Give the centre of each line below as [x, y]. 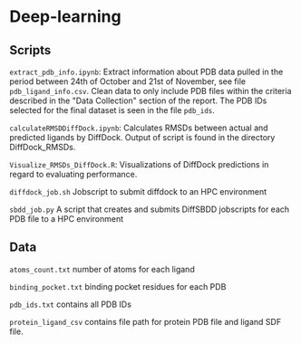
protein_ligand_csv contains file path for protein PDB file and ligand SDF [146, 321]
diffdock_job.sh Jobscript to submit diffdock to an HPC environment [138, 191]
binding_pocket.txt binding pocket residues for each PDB [118, 286]
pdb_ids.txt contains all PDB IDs [70, 304]
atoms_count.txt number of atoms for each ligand [102, 269]
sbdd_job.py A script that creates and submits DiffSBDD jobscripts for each [150, 209]
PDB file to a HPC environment [67, 219]
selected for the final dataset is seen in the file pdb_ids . [112, 110]
